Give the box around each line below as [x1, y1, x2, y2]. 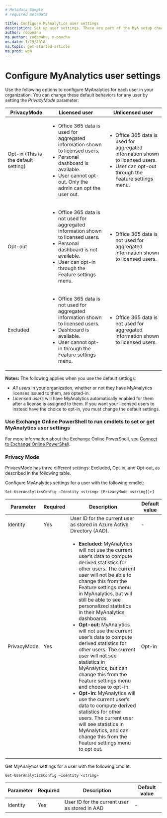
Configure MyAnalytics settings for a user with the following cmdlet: [5, 480, 144, 486]
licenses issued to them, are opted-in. [12, 390, 90, 396]
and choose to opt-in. [79, 684, 130, 691]
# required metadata [5, 12, 48, 17]
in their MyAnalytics [79, 609, 125, 616]
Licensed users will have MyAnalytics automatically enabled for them [12, 395, 154, 401]
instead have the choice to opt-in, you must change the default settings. [12, 406, 160, 412]
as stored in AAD [64, 805, 104, 812]
